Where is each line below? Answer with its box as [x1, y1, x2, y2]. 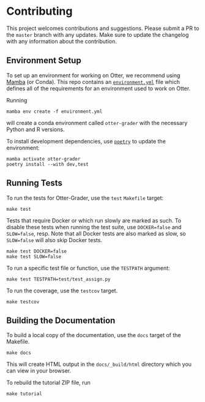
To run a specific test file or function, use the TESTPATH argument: [6, 264, 170, 271]
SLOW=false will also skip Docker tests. [6, 236, 103, 243]
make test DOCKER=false [6, 248, 67, 254]
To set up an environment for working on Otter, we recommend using [6, 72, 181, 79]
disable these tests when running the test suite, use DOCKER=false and [6, 223, 182, 230]
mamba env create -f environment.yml [6, 108, 103, 115]
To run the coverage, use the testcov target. [6, 287, 118, 294]
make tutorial [6, 391, 43, 397]
